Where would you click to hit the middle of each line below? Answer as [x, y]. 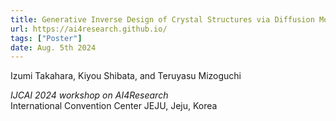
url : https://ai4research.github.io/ [89, 29]
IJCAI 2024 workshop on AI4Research [89, 95]
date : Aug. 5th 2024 [53, 47]
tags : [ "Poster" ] [46, 38]
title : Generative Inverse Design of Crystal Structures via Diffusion [162, 19]
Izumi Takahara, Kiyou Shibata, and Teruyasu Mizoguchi [126, 76]
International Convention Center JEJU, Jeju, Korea [114, 106]
